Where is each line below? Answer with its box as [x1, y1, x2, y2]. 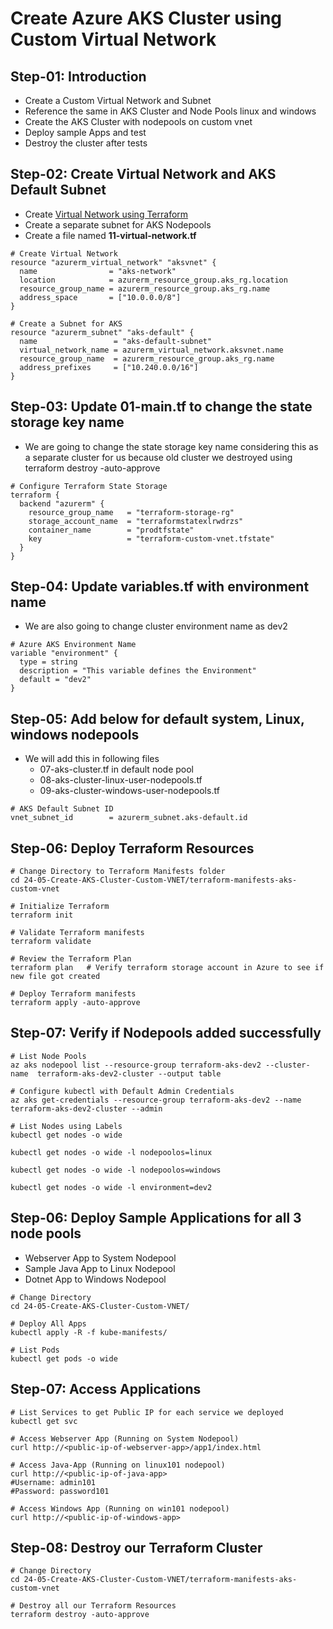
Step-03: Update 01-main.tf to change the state [10, 398, 313, 416]
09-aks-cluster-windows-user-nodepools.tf [39, 785, 220, 797]
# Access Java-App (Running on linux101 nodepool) [10, 1460, 226, 1470]
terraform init [10, 910, 74, 921]
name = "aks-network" [19, 266, 177, 276]
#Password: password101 [10, 1486, 110, 1496]
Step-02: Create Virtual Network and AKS [10, 166, 277, 183]
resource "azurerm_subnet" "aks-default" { [10, 327, 195, 337]
